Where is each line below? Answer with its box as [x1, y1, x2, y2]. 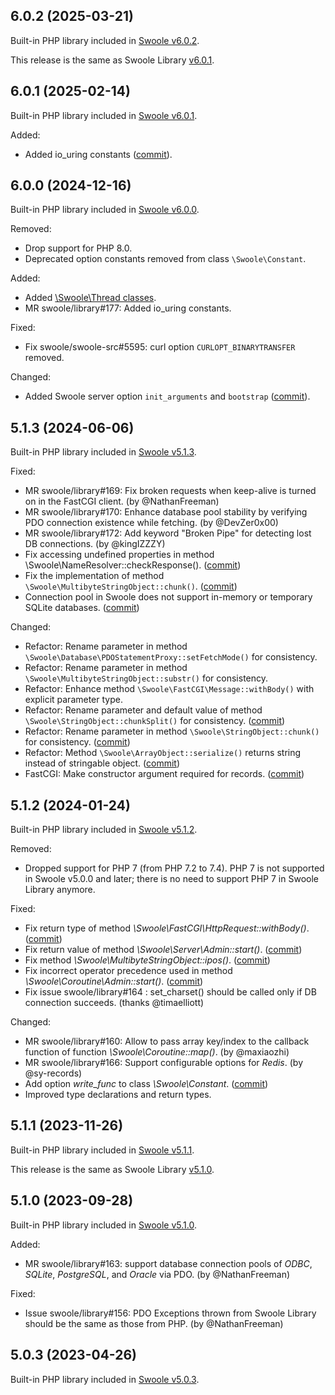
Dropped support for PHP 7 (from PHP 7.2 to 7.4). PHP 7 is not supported [24, 862, 325, 874]
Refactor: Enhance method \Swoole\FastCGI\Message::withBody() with [24, 683, 315, 695]
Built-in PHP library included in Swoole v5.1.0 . [10, 1219, 197, 1231]
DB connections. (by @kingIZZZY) [24, 538, 166, 550]
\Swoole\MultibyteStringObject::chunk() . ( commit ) [24, 580, 238, 593]
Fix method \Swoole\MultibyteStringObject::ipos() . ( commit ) [24, 954, 271, 966]
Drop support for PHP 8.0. [24, 242, 133, 254]
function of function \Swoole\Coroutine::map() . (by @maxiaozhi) [24, 1046, 290, 1058]
